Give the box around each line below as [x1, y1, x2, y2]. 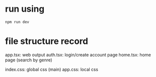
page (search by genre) [5, 57, 53, 63]
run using [5, 3, 45, 15]
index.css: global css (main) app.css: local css [5, 66, 98, 72]
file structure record [5, 36, 89, 47]
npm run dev [5, 19, 29, 24]
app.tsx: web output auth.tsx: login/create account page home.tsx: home [5, 52, 151, 58]
